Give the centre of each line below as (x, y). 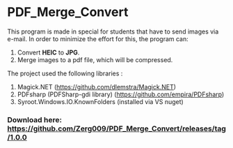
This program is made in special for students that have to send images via (113, 31)
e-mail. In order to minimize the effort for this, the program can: (98, 38)
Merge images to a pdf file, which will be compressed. (95, 59)
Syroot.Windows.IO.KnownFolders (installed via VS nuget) (101, 101)
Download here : (35, 119)
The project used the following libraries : (65, 73)
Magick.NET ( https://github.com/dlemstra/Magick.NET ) (96, 87)
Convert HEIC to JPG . (48, 52)
